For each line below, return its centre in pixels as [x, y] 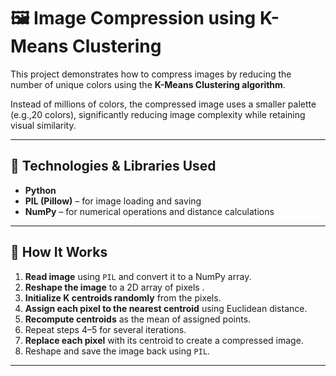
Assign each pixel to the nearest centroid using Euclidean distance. [166, 308]
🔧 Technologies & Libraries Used [113, 166]
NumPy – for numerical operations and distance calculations [149, 211]
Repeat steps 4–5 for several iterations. [105, 329]
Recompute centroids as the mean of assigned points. [138, 319]
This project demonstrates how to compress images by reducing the [151, 74]
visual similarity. [43, 125]
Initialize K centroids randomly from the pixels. [123, 297]
